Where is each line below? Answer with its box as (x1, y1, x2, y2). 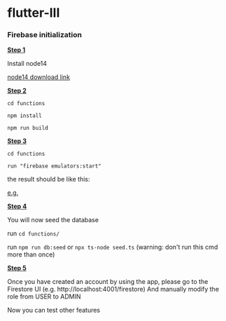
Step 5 (7, 264, 27, 273)
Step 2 (7, 86, 27, 95)
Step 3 (7, 137, 27, 145)
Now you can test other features (7, 306, 101, 315)
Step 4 (7, 202, 27, 211)
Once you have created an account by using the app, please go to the (7, 278, 209, 286)
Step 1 (7, 46, 26, 54)
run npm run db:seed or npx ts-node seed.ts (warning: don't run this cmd (7, 243, 218, 252)
